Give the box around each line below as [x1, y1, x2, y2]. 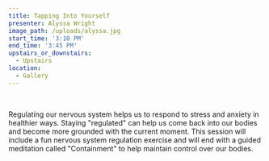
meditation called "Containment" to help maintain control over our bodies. [8, 143, 254, 153]
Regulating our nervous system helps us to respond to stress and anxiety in [8, 109, 260, 119]
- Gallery [15, 72, 48, 80]
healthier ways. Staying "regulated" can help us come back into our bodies [8, 118, 258, 127]
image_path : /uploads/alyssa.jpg [8, 27, 121, 35]
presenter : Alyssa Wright [8, 19, 95, 27]
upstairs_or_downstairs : [8, 49, 92, 57]
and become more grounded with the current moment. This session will [8, 126, 246, 136]
